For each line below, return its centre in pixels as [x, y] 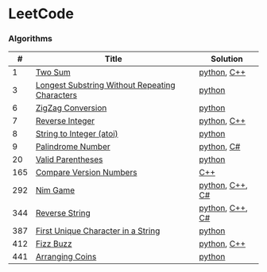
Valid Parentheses [69, 159]
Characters [56, 95]
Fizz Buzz [54, 244]
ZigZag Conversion [71, 108]
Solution [227, 59]
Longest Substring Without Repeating [106, 86]
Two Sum [53, 72]
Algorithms [31, 39]
